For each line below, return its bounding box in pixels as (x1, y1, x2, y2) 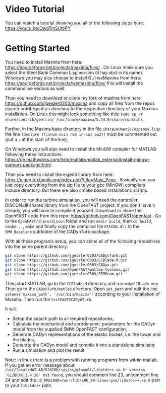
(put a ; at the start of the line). (5, 136, 68, 142)
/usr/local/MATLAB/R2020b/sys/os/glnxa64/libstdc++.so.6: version (5, 368, 145, 373)
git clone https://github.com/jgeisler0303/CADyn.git (5, 262, 119, 267)
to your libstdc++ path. (5, 383, 53, 389)
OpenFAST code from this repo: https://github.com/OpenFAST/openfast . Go (5, 213, 161, 219)
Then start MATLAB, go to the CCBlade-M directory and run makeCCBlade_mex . (5, 281, 160, 287)
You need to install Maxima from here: (5, 59, 83, 65)
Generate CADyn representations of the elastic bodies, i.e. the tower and (12, 331, 161, 337)
